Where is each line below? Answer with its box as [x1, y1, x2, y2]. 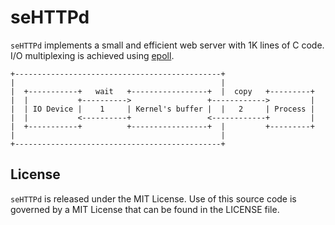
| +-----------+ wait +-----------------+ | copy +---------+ [10, 86, 315, 96]
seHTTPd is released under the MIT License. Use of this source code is [10, 192, 297, 205]
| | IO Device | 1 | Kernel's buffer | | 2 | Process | [10, 104, 315, 114]
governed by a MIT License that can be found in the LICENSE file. [10, 203, 280, 215]
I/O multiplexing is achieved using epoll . [10, 49, 175, 61]
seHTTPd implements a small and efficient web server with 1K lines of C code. [10, 39, 325, 51]
